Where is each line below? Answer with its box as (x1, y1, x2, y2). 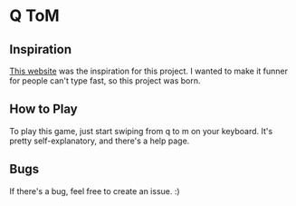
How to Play (9, 102, 79, 117)
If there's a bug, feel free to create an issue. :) (9, 185, 180, 196)
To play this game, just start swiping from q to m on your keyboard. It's (9, 125, 273, 136)
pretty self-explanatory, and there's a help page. (9, 135, 190, 146)
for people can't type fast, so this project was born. (9, 75, 201, 86)
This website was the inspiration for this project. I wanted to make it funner (9, 65, 288, 76)
